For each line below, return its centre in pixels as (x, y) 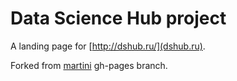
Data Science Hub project (118, 18)
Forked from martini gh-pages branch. (89, 65)
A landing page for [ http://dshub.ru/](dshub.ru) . (108, 46)
